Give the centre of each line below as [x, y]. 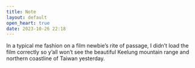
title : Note [21, 12]
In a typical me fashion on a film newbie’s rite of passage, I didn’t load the [97, 46]
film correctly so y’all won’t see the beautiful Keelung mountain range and [98, 52]
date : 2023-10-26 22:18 [36, 29]
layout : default [27, 17]
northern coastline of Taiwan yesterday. [56, 58]
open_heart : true [28, 23]
